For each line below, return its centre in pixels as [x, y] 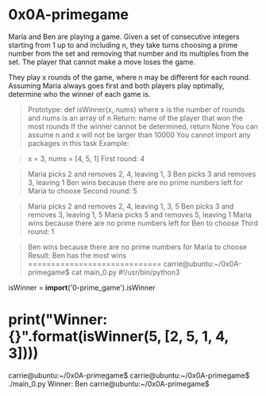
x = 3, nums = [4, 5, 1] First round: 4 [86, 158]
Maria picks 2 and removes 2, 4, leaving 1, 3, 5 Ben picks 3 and [131, 206]
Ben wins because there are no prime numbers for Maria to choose [137, 247]
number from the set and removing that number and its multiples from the [129, 53]
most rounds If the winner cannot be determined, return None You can [143, 126]
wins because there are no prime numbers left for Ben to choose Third [143, 223]
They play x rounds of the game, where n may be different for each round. [129, 77]
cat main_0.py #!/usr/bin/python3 [125, 272]
